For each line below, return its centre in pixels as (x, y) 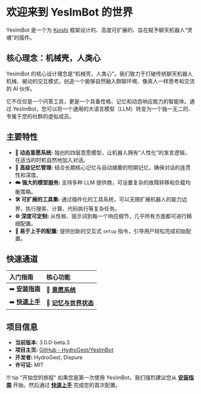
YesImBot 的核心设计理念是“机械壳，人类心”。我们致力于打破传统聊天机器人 (100, 74)
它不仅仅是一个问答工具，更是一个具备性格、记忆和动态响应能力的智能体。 (98, 101)
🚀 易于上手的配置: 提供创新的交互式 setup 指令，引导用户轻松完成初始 (100, 231)
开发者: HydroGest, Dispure (48, 358)
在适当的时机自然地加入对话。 (51, 160)
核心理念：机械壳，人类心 (53, 58)
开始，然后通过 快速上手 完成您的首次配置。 (67, 385)
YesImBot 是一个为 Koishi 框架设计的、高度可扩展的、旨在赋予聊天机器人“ (97, 30)
